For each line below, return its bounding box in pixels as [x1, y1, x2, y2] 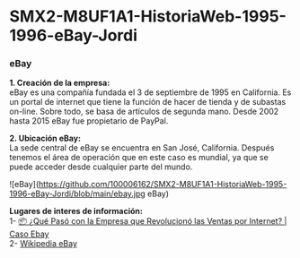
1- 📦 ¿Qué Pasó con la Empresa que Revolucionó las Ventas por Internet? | [9, 216, 287, 227]
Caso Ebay [9, 228, 49, 239]
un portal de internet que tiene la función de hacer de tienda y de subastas [9, 97, 287, 107]
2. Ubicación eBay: [9, 133, 81, 144]
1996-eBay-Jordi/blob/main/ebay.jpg [9, 188, 146, 199]
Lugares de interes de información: [9, 206, 144, 217]
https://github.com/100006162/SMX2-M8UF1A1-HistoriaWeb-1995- [39, 179, 287, 190]
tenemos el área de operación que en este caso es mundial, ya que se [9, 152, 269, 163]
